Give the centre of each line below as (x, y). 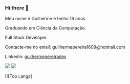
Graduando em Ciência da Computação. (46, 28)
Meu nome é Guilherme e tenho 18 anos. (46, 19)
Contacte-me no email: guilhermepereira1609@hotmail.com (65, 47)
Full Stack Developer (26, 38)
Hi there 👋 (17, 8)
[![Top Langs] (19, 76)
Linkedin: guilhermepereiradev (36, 56)
